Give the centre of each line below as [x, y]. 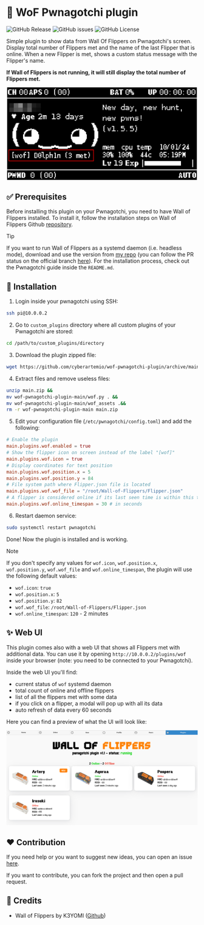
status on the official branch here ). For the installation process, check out [98, 261]
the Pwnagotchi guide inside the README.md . [60, 268]
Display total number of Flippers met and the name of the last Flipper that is [101, 48]
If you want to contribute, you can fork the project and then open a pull [95, 875]
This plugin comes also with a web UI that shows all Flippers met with [93, 647]
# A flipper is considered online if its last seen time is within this [100, 498]
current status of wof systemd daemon [63, 684]
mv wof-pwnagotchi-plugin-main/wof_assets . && [66, 403]
